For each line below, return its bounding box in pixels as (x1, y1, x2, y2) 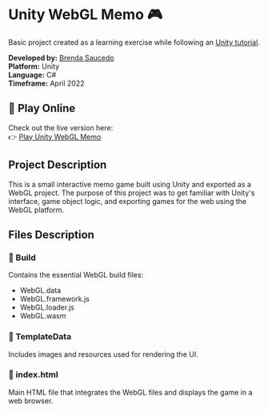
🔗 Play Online (8, 102, 76, 115)
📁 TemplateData (8, 331, 72, 342)
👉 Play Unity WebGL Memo (8, 132, 102, 142)
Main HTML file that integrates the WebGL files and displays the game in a (8, 387, 253, 397)
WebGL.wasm (19, 311, 66, 321)
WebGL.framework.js (19, 294, 90, 304)
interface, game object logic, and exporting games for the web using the (8, 196, 246, 206)
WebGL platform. (8, 205, 65, 214)
